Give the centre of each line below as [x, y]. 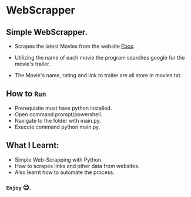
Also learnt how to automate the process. [64, 172]
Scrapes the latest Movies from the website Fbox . [75, 46]
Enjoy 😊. [19, 188]
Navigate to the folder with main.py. [58, 120]
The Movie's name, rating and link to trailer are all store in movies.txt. [98, 75]
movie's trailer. [33, 64]
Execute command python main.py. [57, 127]
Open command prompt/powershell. [58, 114]
